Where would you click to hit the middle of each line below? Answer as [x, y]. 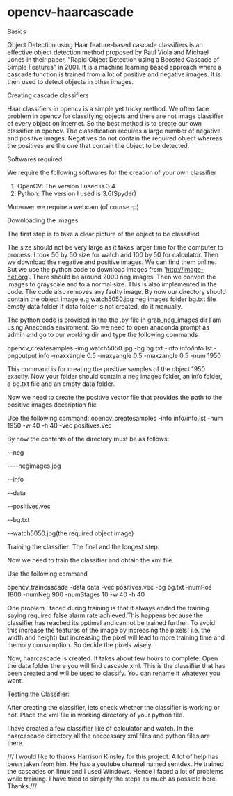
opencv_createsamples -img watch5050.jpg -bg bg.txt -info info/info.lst [110, 348]
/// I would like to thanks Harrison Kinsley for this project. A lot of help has [113, 756]
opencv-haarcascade [71, 12]
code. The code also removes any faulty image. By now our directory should [116, 291]
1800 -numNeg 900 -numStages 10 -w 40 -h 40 [76, 594]
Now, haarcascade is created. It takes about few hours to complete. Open [113, 658]
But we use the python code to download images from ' [87, 269]
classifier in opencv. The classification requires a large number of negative [114, 131]
